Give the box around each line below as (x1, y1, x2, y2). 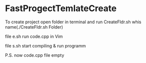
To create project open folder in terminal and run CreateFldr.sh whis (5, 19, 142, 25)
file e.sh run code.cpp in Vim (5, 33, 63, 39)
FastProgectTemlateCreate (5, 3, 117, 14)
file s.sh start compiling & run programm (5, 43, 86, 48)
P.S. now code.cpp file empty (5, 52, 64, 58)
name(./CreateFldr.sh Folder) (5, 24, 63, 30)
